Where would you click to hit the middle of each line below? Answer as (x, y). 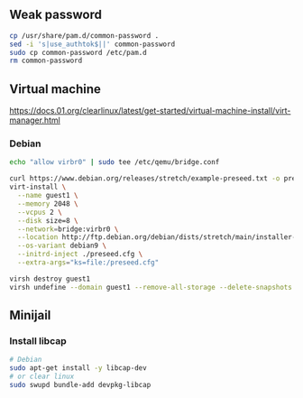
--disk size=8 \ (48, 220)
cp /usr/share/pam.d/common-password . (84, 35)
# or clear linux (42, 377)
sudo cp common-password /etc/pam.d (78, 52)
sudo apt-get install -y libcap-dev (78, 368)
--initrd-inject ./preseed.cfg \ (80, 255)
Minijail (30, 315)
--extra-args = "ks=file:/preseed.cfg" (88, 263)
